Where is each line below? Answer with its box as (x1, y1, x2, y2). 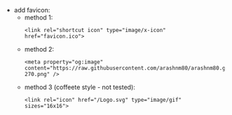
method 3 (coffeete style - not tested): (24, 83, 135, 91)
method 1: (24, 13, 53, 22)
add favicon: (13, 6, 50, 14)
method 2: (24, 45, 55, 53)
